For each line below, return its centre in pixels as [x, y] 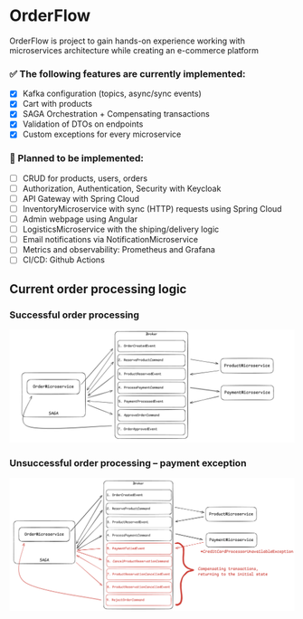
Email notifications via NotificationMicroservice [110, 240]
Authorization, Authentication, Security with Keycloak [122, 188]
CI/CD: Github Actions [64, 260]
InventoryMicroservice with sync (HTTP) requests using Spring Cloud [152, 209]
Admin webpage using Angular [80, 219]
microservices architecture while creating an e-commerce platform [134, 50]
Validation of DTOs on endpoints [83, 124]
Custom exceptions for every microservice [102, 134]
